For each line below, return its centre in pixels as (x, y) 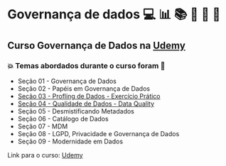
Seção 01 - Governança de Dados (67, 81)
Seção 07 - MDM (43, 126)
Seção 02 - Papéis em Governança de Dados (84, 88)
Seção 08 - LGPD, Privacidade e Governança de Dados (98, 133)
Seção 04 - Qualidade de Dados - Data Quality (86, 104)
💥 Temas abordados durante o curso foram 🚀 (86, 65)
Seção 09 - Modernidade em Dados (70, 141)
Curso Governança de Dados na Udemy (97, 45)
